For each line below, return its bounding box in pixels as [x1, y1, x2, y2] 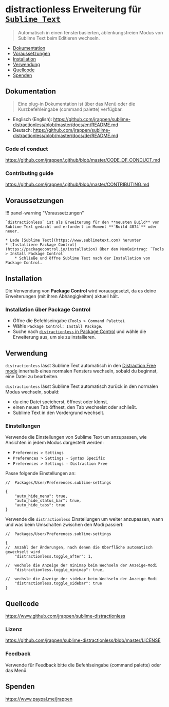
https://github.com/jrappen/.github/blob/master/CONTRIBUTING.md [5, 181, 149, 188]
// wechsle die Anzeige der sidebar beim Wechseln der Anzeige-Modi [5, 576, 158, 582]
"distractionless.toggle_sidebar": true [14, 581, 102, 586]
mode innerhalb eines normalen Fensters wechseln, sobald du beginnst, [5, 368, 158, 374]
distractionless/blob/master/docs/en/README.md [12, 122, 118, 128]
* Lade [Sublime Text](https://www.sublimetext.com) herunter [5, 238, 141, 243]
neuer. [5, 229, 20, 234]
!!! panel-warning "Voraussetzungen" [5, 210, 84, 216]
